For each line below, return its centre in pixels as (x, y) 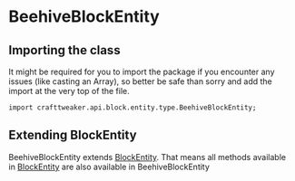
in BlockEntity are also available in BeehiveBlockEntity (109, 167)
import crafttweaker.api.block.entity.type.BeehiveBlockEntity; (133, 108)
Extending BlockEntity (73, 135)
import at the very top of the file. (69, 91)
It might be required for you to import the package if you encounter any (142, 71)
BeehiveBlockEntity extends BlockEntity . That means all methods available (147, 157)
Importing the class (64, 50)
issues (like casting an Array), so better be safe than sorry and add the (141, 81)
